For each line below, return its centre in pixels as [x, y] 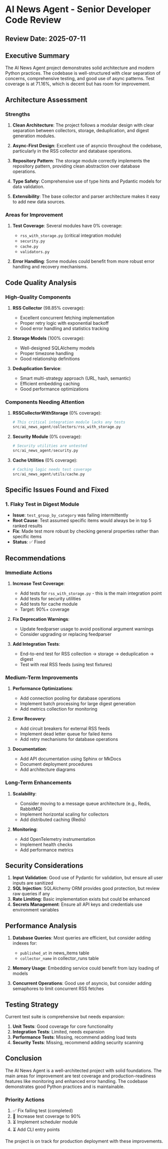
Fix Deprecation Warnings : [41, 619]
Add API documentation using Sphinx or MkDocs [71, 759]
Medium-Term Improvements [42, 677]
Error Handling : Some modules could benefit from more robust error [83, 261]
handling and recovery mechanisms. [50, 267]
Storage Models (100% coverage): [48, 338]
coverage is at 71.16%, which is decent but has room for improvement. [78, 84]
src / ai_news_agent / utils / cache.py [49, 474]
